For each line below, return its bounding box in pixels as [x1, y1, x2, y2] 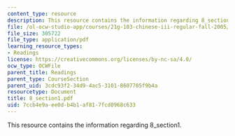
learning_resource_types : [7, 43, 83, 50]
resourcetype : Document [7, 88, 77, 95]
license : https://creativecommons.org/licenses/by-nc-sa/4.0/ [7, 56, 192, 63]
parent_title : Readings [7, 69, 77, 76]
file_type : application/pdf [7, 36, 90, 43]
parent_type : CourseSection [7, 75, 90, 83]
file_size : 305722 [7, 29, 61, 37]
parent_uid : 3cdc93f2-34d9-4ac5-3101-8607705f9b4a [7, 82, 158, 89]
